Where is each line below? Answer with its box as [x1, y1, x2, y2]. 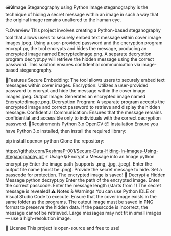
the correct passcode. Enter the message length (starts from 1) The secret [5, 183, 161, 188]
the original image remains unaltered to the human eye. [5, 17, 121, 23]
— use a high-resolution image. [5, 215, 71, 221]
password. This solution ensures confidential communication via [5, 62, 141, 67]
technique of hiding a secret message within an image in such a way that [5, 12, 159, 17]
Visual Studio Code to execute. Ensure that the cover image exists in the [5, 194, 157, 199]
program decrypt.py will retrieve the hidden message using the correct [5, 56, 154, 62]
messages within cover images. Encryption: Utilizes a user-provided [5, 82, 149, 88]
